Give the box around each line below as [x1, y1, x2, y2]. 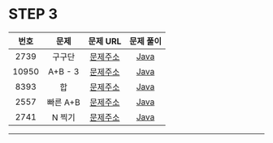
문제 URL [88, 36, 122, 47]
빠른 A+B [46, 96, 80, 107]
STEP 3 [8, 5, 58, 23]
